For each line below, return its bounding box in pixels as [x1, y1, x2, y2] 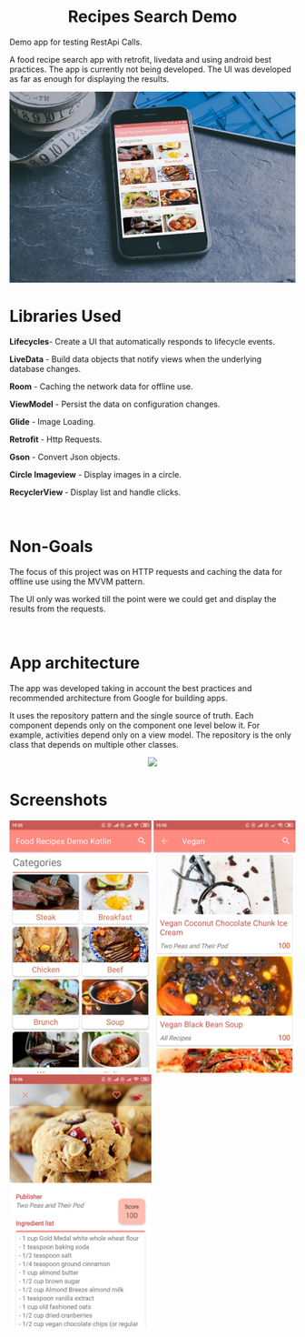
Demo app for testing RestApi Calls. [9, 36, 143, 47]
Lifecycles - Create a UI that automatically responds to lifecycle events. [9, 336, 275, 347]
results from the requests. [9, 603, 106, 614]
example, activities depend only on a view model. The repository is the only [9, 729, 292, 740]
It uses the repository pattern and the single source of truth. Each [9, 709, 254, 720]
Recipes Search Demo [67, 6, 238, 27]
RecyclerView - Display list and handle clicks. [9, 487, 182, 498]
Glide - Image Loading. [9, 416, 96, 427]
